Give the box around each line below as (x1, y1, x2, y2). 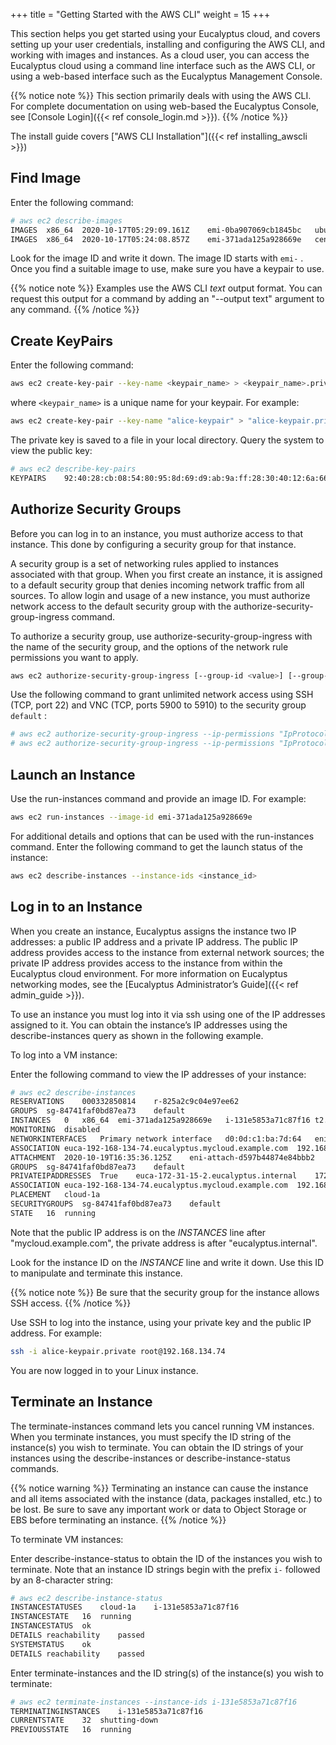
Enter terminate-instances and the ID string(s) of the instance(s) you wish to (10, 1667, 324, 1679)
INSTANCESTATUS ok (10, 1621, 92, 1631)
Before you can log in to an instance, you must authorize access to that (10, 527, 304, 539)
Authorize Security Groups (10, 501, 182, 518)
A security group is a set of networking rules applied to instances (10, 557, 280, 569)
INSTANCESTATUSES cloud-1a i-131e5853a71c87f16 (10, 1602, 240, 1613)
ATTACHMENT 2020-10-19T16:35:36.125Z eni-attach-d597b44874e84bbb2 (10, 1152, 315, 1163)
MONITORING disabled (10, 1125, 101, 1135)
